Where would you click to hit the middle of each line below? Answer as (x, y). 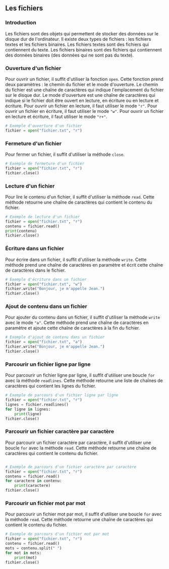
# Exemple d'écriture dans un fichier (46, 279)
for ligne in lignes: (28, 409)
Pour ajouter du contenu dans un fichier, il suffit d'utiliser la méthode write (83, 318)
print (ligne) (28, 414)
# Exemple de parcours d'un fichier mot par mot (57, 534)
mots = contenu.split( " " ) (34, 548)
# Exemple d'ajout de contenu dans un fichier (55, 337)
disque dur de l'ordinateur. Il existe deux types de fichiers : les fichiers (78, 39)
